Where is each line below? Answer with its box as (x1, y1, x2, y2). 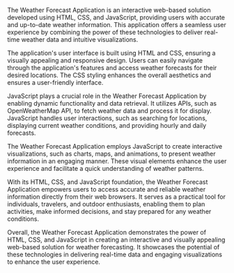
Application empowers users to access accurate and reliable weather (7, 185, 206, 193)
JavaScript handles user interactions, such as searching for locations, (7, 114, 208, 122)
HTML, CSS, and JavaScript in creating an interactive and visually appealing (7, 235, 226, 244)
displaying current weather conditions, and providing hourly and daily (7, 122, 207, 129)
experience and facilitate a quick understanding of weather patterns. (7, 165, 204, 172)
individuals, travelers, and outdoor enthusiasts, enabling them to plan (7, 200, 205, 208)
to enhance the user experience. (7, 258, 101, 266)
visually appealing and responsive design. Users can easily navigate (7, 56, 203, 65)
